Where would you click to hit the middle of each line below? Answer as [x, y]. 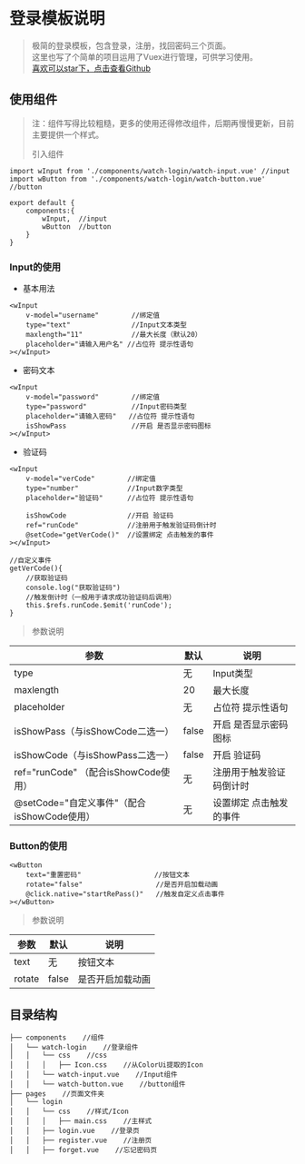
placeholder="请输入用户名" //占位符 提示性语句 [109, 345]
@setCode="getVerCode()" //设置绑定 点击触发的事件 [120, 535]
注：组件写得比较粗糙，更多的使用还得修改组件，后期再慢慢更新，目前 [163, 123]
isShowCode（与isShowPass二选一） [94, 755]
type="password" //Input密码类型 [107, 407]
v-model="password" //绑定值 [93, 397]
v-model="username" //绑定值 [93, 316]
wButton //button [77, 227]
